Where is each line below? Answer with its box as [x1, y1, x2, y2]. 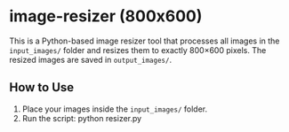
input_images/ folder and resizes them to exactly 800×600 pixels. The [9, 44, 267, 55]
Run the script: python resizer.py [21, 113, 142, 123]
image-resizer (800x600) [9, 6, 203, 27]
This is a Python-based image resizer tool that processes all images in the [9, 35, 280, 46]
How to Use [9, 80, 75, 95]
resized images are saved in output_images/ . [9, 54, 172, 65]
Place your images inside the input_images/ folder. [21, 104, 207, 114]
